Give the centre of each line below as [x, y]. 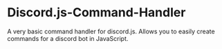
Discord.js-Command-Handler [96, 13]
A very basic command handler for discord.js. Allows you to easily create [111, 31]
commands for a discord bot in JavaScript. [68, 38]
